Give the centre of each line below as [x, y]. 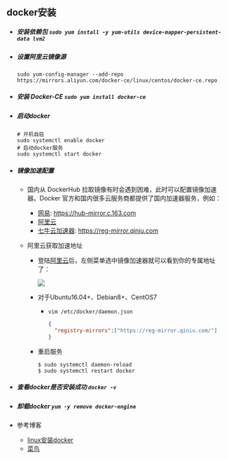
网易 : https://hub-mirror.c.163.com [87, 213]
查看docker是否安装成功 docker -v [66, 387]
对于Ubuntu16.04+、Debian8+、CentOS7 [97, 297]
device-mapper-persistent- [182, 32]
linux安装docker [50, 440]
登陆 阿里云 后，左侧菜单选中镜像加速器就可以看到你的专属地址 [127, 261]
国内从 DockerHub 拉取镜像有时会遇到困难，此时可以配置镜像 [116, 190]
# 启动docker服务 [40, 148]
